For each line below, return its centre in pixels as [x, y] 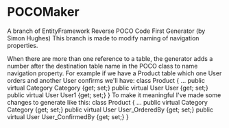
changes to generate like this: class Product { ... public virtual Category [107, 102]
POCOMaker [44, 12]
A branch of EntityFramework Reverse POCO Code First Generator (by [106, 31]
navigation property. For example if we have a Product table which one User [114, 73]
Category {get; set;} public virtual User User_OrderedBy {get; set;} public [110, 110]
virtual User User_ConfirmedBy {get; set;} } [68, 116]
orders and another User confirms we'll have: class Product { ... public [106, 80]
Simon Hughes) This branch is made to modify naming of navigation [103, 38]
